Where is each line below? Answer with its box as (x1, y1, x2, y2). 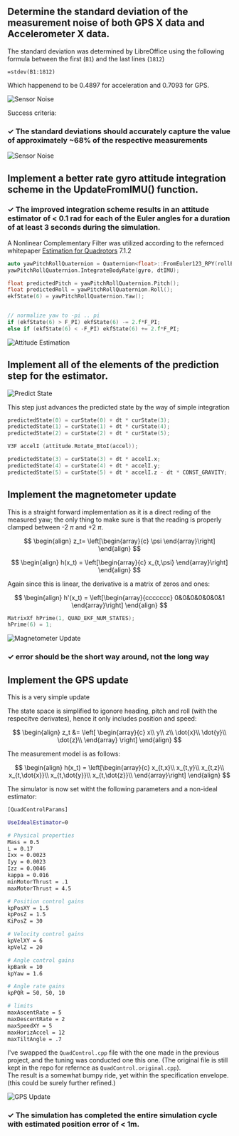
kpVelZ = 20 (7, 943, 43, 951)
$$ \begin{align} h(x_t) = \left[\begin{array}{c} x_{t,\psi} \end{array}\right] (11, 558, 228, 567)
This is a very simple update (7, 693, 90, 701)
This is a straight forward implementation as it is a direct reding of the (7, 507, 211, 516)
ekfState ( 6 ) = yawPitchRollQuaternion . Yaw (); (7, 293, 144, 300)
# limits (7, 1003, 33, 1010)
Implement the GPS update (7, 674, 129, 686)
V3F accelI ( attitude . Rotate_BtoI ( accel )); (7, 442, 139, 450)
